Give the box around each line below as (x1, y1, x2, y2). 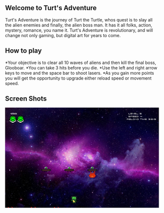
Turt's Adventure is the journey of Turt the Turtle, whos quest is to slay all (5, 17, 153, 22)
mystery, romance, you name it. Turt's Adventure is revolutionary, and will (5, 27, 153, 33)
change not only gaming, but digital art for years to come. (5, 32, 121, 38)
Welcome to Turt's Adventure (5, 4, 97, 12)
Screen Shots (5, 95, 47, 103)
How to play (5, 46, 42, 55)
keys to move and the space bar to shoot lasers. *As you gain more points (5, 70, 154, 76)
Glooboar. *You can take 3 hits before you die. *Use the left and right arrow (5, 64, 158, 70)
